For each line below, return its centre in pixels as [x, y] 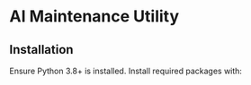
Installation [41, 50]
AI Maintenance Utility [94, 17]
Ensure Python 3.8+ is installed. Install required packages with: [126, 71]
